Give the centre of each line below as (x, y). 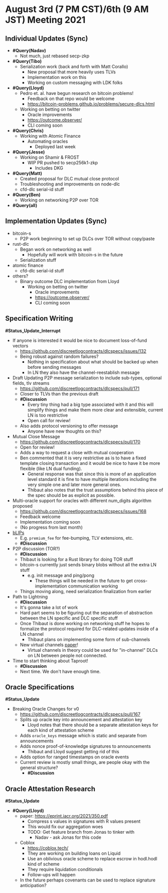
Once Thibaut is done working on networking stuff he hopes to (85, 623)
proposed (22, 506)
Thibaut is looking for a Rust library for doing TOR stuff (76, 559)
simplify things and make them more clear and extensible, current (95, 410)
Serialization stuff (38, 260)
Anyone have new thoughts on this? (64, 431)
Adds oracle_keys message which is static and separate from (83, 736)
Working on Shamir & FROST (49, 157)
